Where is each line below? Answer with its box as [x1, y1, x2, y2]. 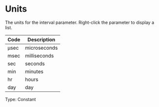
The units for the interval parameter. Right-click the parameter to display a [5, 19, 155, 25]
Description [27, 36, 55, 43]
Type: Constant [5, 96, 36, 102]
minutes [25, 68, 44, 75]
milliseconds [25, 52, 54, 59]
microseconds [25, 44, 58, 51]
